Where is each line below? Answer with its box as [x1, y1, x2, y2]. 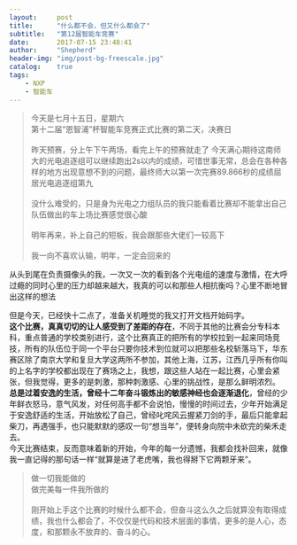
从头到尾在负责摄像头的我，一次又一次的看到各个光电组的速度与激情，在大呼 [9, 269, 288, 279]
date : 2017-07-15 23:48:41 [9, 37, 133, 47]
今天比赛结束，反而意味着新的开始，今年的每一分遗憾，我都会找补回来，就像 [9, 442, 288, 453]
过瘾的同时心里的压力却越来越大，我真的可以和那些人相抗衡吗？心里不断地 [9, 280, 280, 291]
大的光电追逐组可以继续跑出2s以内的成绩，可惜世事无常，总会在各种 [30, 155, 280, 166]
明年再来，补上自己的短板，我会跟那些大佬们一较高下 [30, 230, 225, 240]
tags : [9, 71, 29, 80]
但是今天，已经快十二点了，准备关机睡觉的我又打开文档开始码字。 [9, 309, 249, 320]
